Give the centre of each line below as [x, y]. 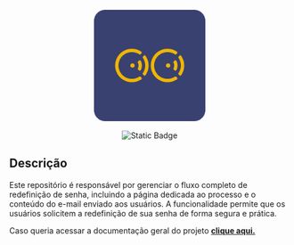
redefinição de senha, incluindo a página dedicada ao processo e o [133, 194]
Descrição [38, 163]
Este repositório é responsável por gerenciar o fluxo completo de [128, 184]
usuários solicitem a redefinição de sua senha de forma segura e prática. [143, 213]
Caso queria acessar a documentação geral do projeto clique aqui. [132, 230]
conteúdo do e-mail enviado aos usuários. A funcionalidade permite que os [147, 204]
